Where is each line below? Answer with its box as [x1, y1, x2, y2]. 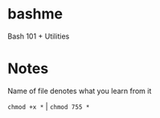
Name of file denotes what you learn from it [7, 86, 152, 96]
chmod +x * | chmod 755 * [7, 101, 90, 111]
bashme [7, 5, 64, 23]
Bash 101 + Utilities [7, 31, 70, 41]
